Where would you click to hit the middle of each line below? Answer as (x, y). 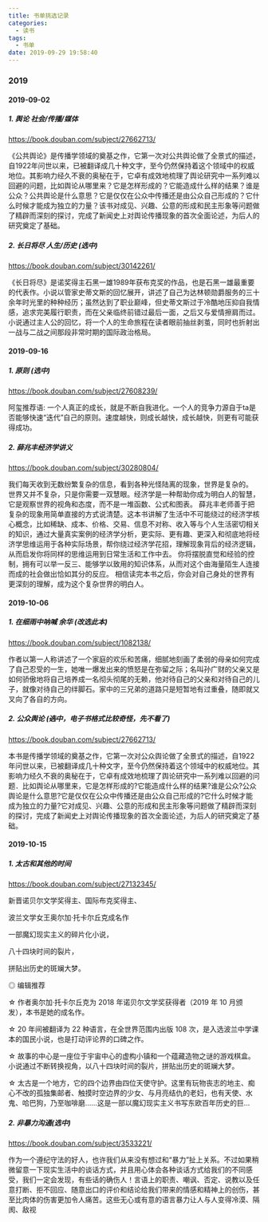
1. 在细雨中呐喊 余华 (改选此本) (58, 622)
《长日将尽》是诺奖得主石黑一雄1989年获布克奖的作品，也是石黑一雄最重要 (132, 282)
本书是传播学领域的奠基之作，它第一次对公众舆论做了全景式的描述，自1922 (132, 755)
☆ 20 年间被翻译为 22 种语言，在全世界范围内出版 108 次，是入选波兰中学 (130, 1029)
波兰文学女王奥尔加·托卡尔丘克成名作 (69, 917)
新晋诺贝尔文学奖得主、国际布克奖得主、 (75, 901)
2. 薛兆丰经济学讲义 (41, 447)
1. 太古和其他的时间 (40, 863)
